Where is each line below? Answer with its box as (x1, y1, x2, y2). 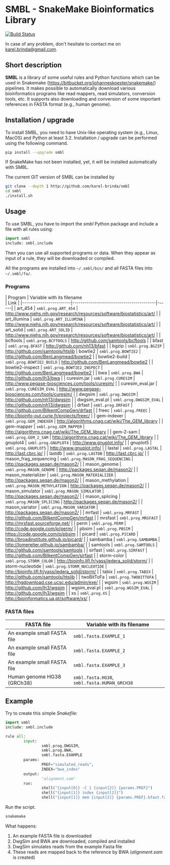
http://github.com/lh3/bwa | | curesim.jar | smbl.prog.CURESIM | (5, 375, 135, 381)
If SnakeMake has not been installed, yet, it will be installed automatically (5, 159, 157, 165)
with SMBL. (5, 164, 29, 170)
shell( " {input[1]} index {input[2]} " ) (41, 790, 123, 795)
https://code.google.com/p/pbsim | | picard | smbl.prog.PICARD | (5, 531, 139, 537)
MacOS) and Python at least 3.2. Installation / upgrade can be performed (5, 135, 157, 141)
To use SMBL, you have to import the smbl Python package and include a (5, 221, 158, 227)
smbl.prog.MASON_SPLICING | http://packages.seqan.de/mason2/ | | (5, 498, 143, 504)
